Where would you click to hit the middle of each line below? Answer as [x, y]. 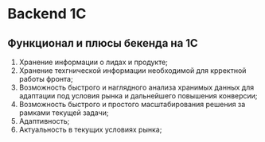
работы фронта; [46, 79]
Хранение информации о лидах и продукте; [94, 62]
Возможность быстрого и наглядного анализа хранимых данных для [136, 87]
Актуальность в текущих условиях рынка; [90, 129]
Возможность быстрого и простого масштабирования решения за [132, 104]
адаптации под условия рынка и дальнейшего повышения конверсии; [138, 96]
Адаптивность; [44, 121]
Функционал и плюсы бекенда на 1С [103, 43]
